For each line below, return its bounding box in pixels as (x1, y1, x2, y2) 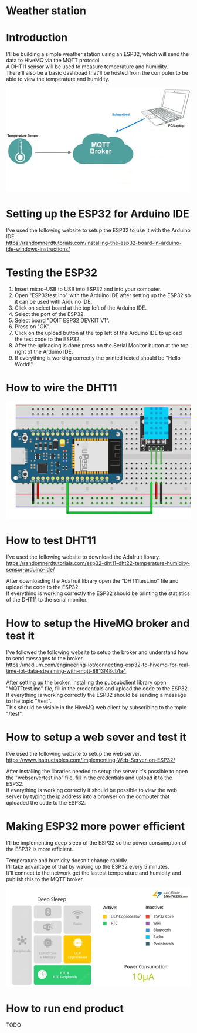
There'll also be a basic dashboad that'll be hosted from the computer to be (6, 69, 189, 77)
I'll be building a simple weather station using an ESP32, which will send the (6, 51, 189, 58)
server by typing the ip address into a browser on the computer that (6, 793, 170, 800)
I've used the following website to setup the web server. (6, 750, 141, 757)
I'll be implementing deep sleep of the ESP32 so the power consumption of (6, 839, 187, 846)
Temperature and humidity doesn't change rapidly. (6, 856, 128, 863)
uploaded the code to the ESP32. (6, 799, 86, 806)
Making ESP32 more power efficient (6, 819, 185, 833)
